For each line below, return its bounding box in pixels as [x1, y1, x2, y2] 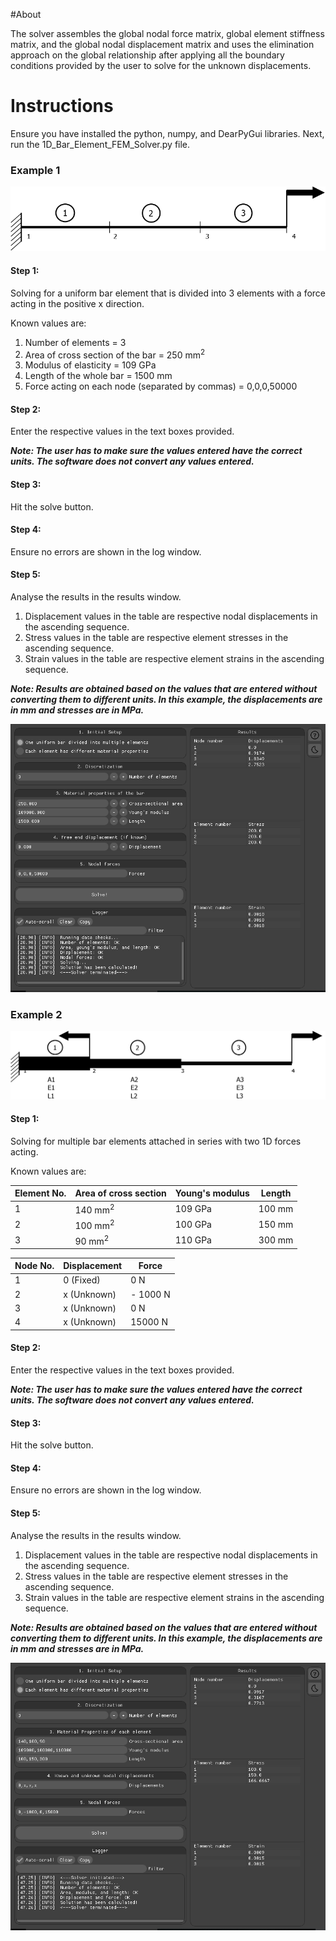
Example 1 [10, 163, 61, 177]
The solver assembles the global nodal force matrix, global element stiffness [10, 28, 325, 39]
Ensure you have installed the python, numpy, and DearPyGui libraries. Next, [10, 127, 325, 139]
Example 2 [10, 1007, 63, 1021]
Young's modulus [174, 1187, 250, 1199]
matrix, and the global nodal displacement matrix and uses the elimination [10, 39, 315, 50]
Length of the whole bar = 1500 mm [24, 370, 173, 382]
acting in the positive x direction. [10, 297, 145, 309]
